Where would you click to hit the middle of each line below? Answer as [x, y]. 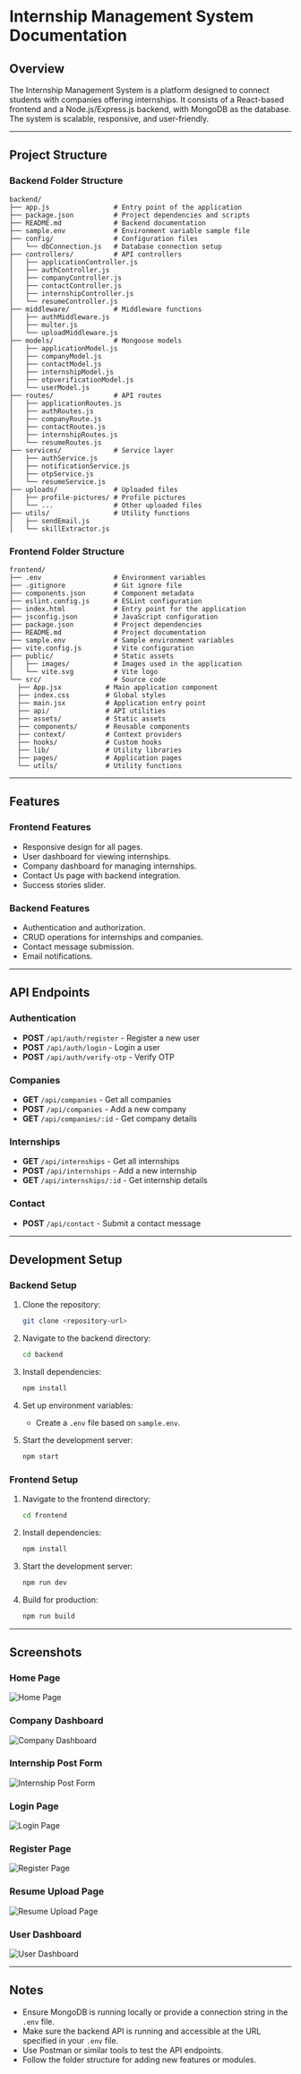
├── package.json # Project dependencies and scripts [130, 215]
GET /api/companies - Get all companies [97, 1099]
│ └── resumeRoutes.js [56, 442]
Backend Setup [43, 1285]
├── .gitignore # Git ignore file [95, 585]
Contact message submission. [78, 946]
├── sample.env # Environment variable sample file [130, 230]
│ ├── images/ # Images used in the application [126, 664]
